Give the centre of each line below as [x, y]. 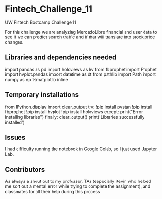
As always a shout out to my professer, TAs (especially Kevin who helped [78, 181]
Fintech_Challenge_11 [49, 9]
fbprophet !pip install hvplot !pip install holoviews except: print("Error [74, 112]
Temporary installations [42, 95]
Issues [15, 137]
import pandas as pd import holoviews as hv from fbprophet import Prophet [81, 69]
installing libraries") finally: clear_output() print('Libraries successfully [75, 117]
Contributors [25, 170]
